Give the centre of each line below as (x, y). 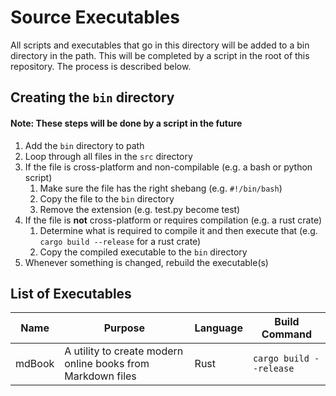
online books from (107, 364)
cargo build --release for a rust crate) (120, 241)
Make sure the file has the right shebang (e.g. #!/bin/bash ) (161, 188)
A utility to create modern (124, 351)
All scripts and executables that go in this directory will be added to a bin (160, 45)
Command (287, 334)
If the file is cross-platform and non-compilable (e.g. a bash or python (168, 167)
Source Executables (95, 17)
